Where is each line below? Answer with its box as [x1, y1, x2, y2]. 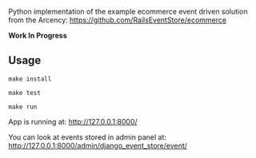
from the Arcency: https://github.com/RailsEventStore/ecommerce [8, 15, 226, 25]
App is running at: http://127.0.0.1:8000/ [8, 117, 138, 126]
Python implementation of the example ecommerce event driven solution [8, 7, 248, 16]
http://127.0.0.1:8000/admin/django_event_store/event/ [8, 140, 188, 150]
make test [8, 89, 42, 97]
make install [8, 75, 52, 83]
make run [8, 103, 38, 111]
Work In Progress [8, 31, 67, 40]
